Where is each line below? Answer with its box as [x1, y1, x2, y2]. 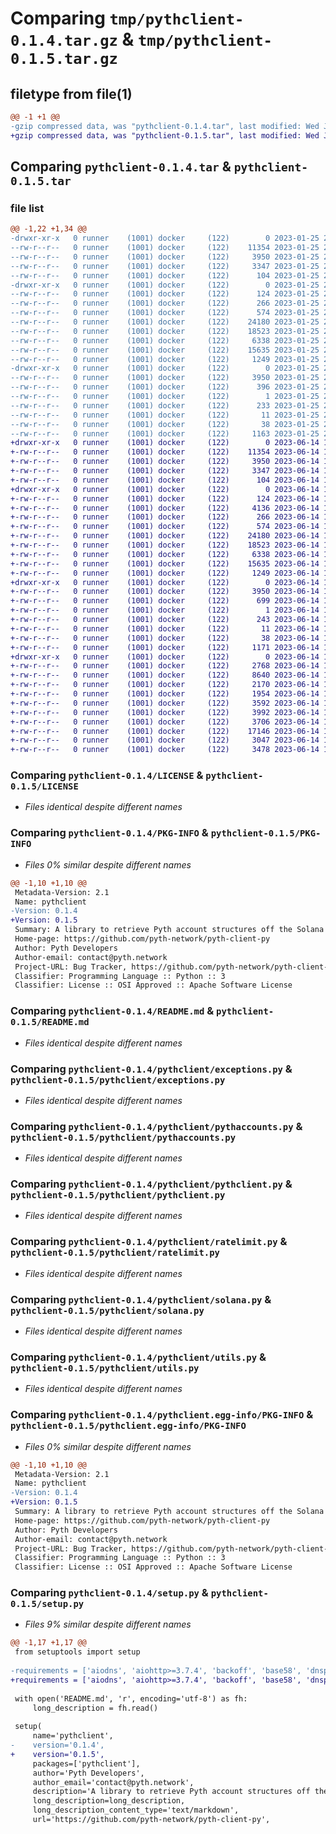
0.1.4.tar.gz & [10, 28, 135, 51]
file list [10, 201, 45, 215]
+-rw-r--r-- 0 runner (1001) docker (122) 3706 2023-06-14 [10, 717, 320, 727]
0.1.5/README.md [10, 1017, 90, 1028]
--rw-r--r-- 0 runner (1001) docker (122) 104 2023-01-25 [10, 270, 320, 281]
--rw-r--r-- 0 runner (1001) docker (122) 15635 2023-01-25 [10, 345, 320, 355]
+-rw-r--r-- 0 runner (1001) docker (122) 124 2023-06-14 [10, 493, 320, 504]
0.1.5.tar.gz [10, 50, 118, 69]
